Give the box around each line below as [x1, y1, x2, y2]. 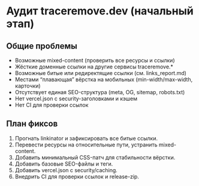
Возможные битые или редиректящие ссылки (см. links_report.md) [14, 70, 187, 76]
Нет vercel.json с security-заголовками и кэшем [14, 95, 138, 102]
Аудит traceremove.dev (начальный [6, 4, 194, 18]
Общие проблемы [6, 41, 78, 51]
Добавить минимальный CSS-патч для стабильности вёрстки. [14, 154, 176, 161]
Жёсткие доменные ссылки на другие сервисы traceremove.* [14, 63, 174, 70]
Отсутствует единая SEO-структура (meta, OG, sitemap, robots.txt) [14, 89, 185, 95]
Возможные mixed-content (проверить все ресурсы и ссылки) [14, 57, 175, 64]
